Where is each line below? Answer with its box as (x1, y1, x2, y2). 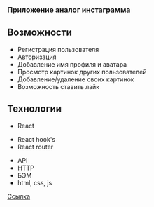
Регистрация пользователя (17, 45, 99, 53)
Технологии (7, 103, 62, 115)
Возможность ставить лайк (17, 82, 100, 91)
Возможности (7, 27, 72, 39)
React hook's (17, 135, 56, 143)
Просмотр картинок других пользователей (17, 67, 147, 76)
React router (17, 142, 54, 151)
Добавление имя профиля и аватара (17, 60, 127, 68)
